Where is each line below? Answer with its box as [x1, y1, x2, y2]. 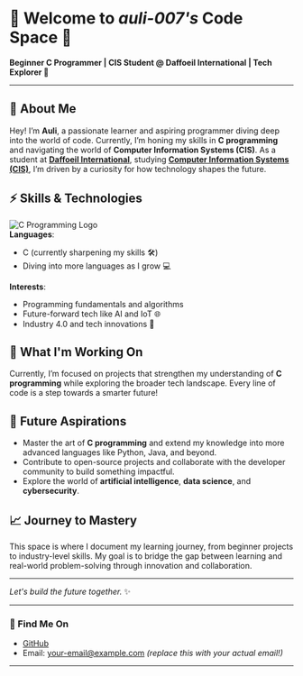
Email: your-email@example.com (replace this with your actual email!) [22, 648, 284, 659]
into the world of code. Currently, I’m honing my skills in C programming [9, 134, 279, 145]
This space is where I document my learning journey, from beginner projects [9, 541, 294, 552]
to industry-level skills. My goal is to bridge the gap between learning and [9, 551, 282, 562]
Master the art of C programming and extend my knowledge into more [22, 437, 285, 449]
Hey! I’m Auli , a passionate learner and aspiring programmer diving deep [9, 125, 280, 136]
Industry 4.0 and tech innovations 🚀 [22, 318, 155, 329]
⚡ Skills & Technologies [9, 191, 142, 206]
